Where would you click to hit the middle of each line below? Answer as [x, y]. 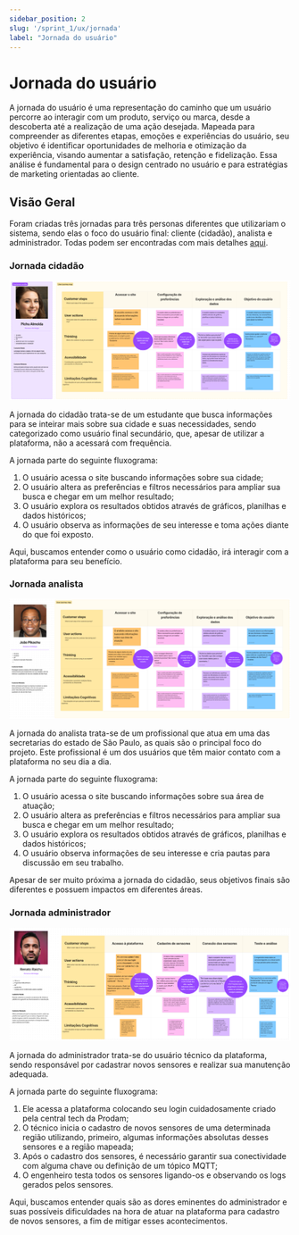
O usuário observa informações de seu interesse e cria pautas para [146, 854]
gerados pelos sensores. [68, 1185]
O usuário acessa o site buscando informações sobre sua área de [143, 797]
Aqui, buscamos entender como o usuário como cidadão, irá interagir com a [149, 551]
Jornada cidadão [47, 266]
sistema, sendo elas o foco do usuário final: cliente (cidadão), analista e [141, 233]
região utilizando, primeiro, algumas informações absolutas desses [145, 1138]
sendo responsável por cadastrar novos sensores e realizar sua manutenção [150, 1065]
